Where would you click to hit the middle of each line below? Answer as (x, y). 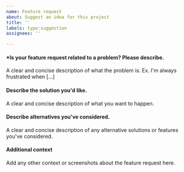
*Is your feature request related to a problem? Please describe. (85, 57)
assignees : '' (24, 34)
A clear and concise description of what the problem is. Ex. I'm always (91, 71)
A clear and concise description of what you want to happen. (80, 103)
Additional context (29, 150)
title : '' (18, 22)
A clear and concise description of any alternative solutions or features (92, 130)
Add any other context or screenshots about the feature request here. (91, 163)
